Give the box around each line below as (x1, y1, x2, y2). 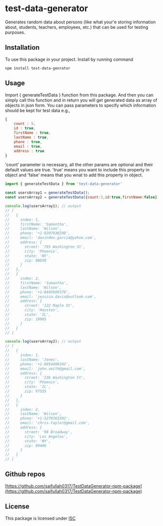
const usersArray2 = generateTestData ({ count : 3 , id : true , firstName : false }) (5, 195, 160, 200)
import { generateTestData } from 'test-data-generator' (5, 181, 123, 186)
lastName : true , (14, 135, 49, 140)
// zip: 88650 (5, 258, 47, 263)
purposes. (5, 29, 26, 35)
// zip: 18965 (5, 317, 47, 322)
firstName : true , (14, 130, 51, 135)
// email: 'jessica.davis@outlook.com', (5, 294, 97, 299)
